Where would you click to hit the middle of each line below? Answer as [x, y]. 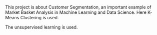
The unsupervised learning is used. [41, 27]
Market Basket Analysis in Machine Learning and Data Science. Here [76, 12]
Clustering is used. [39, 17]
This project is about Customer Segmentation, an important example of [78, 7]
